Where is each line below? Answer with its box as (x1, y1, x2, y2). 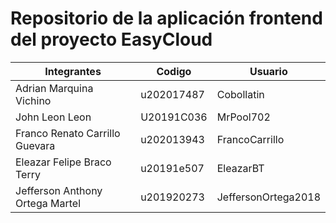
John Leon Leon (15, 110, 92, 124)
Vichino (15, 93, 52, 107)
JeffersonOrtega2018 (216, 190, 321, 204)
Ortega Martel (15, 196, 81, 210)
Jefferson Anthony (15, 183, 103, 197)
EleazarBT (216, 161, 265, 175)
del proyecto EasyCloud (10, 28, 213, 51)
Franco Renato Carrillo (15, 126, 121, 140)
